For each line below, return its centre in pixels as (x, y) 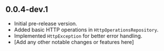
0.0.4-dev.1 (27, 10)
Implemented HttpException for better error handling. (78, 36)
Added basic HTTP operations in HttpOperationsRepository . (86, 30)
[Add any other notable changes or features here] (74, 42)
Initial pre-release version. (45, 23)
